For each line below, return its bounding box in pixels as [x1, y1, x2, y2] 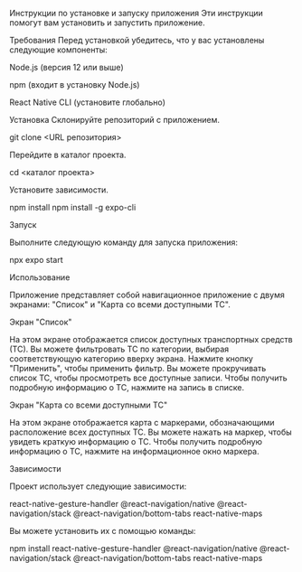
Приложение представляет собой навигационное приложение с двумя [9, 289, 285, 300]
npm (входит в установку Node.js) [9, 80, 140, 89]
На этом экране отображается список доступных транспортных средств [9, 334, 293, 344]
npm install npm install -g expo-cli [9, 202, 137, 212]
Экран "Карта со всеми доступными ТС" [9, 399, 168, 410]
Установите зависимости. [9, 184, 109, 195]
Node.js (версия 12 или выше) [9, 62, 124, 72]
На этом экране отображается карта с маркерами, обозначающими [9, 417, 275, 427]
